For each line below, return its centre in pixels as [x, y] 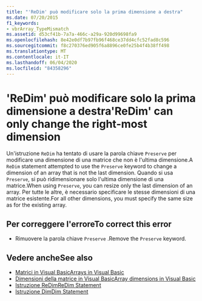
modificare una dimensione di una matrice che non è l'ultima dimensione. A [99, 160]
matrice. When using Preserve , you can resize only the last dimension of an [99, 186]
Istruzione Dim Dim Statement [52, 291]
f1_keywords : [23, 23]
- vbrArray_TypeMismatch [38, 29]
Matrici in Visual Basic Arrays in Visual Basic [69, 272]
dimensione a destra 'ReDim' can [90, 111]
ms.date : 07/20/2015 [32, 18]
